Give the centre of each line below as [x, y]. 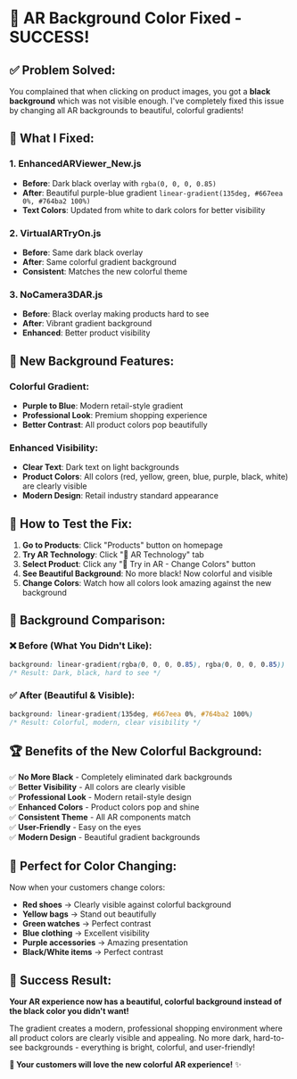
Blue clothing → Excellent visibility [86, 933]
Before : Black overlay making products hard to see [115, 314]
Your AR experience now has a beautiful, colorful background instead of [146, 1001]
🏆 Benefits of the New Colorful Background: [136, 751]
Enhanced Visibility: [54, 448]
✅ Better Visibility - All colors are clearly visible [97, 787]
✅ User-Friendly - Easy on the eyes [75, 828]
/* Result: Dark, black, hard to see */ [86, 672]
